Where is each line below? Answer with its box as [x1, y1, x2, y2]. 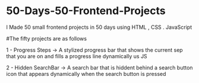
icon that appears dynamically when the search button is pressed [6, 70, 166, 77]
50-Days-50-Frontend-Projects [6, 4, 166, 18]
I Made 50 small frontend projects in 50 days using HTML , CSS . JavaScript [6, 24, 192, 31]
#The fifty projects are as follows [6, 35, 87, 42]
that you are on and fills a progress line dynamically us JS [6, 52, 147, 59]
